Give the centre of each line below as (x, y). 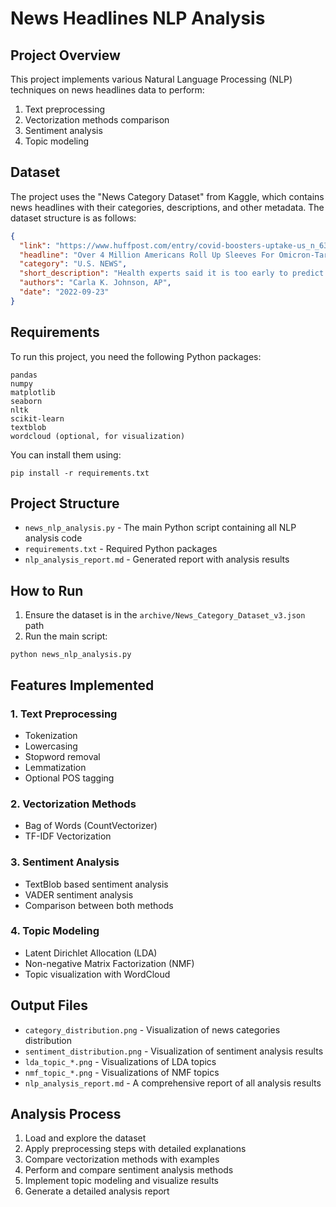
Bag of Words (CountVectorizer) (91, 826)
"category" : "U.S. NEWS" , (73, 264)
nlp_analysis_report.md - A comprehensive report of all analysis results (173, 1083)
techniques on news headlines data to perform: (107, 90)
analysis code (53, 538)
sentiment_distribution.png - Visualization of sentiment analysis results (174, 1051)
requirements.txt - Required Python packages (121, 549)
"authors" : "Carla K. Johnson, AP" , (95, 283)
